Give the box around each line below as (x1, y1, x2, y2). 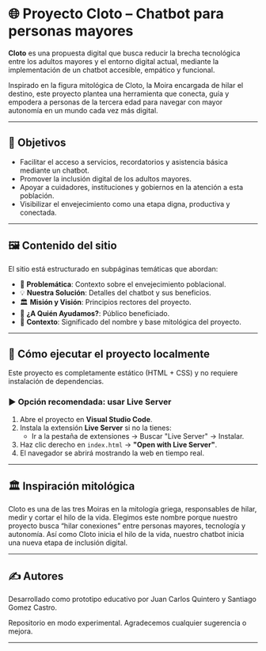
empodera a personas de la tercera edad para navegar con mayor (8, 97, 223, 107)
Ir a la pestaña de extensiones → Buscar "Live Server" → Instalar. (31, 431, 245, 440)
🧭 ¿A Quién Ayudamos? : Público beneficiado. (19, 308, 170, 318)
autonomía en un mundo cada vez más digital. (8, 105, 158, 115)
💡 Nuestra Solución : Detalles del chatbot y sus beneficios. (19, 287, 211, 297)
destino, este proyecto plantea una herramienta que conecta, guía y (8, 89, 230, 98)
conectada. (19, 207, 57, 217)
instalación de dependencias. (8, 377, 104, 386)
